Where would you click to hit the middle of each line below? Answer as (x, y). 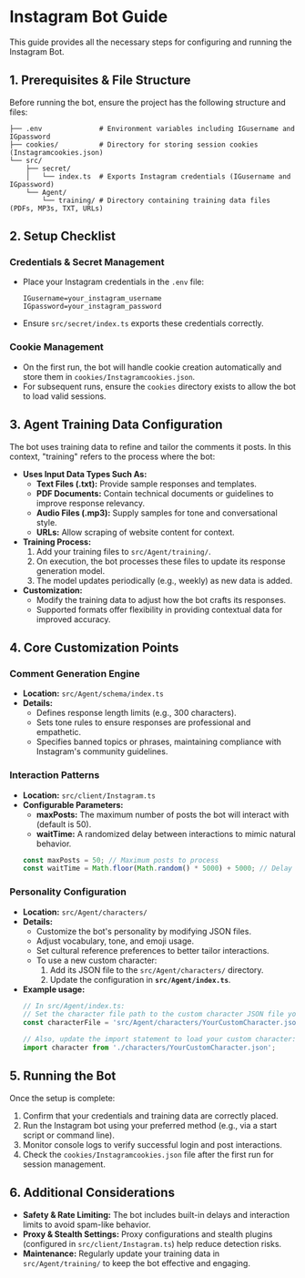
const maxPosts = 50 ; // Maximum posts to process (121, 860)
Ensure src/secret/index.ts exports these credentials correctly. (143, 323)
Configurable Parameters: (73, 804)
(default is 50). (64, 824)
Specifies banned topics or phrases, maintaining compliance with (159, 742)
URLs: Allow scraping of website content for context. (135, 532)
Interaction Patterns (55, 775)
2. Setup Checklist (63, 236)
